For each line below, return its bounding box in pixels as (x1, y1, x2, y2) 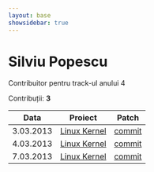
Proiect (69, 112, 97, 123)
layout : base (8, 11, 51, 20)
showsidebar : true (8, 19, 69, 27)
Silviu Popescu (8, 53, 108, 71)
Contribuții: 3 (8, 93, 51, 103)
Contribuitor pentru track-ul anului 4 (8, 79, 126, 88)
